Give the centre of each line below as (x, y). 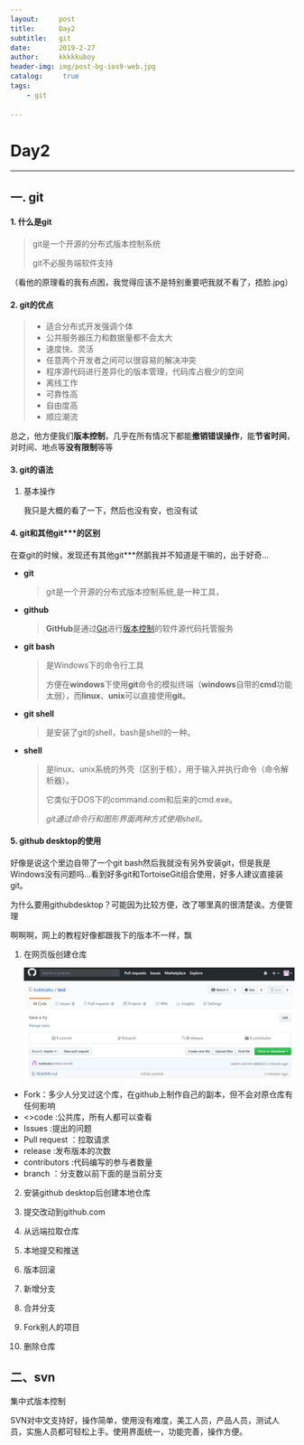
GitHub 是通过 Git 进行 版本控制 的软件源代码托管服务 (139, 628)
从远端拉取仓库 (51, 1231)
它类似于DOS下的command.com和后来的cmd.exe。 (141, 799)
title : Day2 (43, 28)
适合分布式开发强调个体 (89, 326)
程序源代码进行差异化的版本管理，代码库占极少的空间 (145, 371)
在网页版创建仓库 (55, 954)
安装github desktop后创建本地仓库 (87, 1192)
